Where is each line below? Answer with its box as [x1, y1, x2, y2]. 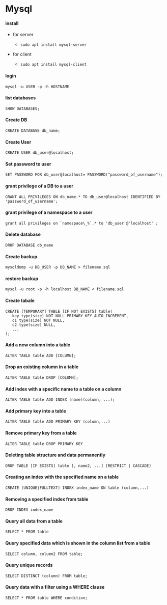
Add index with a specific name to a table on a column [5, 386, 122, 392]
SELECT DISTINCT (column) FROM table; [5, 573, 88, 579]
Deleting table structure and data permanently [5, 452, 106, 458]
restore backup [5, 276, 39, 282]
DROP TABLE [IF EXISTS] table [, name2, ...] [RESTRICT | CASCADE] [5, 463, 152, 469]
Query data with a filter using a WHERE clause [5, 584, 105, 590]
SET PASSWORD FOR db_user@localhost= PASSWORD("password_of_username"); [5, 172, 163, 177]
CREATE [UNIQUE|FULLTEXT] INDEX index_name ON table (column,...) [5, 485, 149, 490]
